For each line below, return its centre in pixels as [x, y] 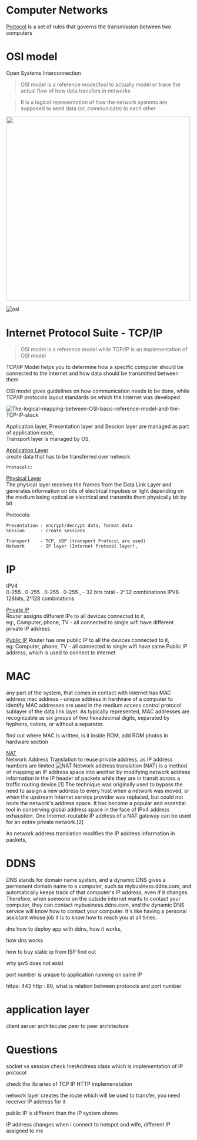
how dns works [25, 940]
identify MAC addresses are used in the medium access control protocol [94, 705]
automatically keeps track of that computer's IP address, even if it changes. [98, 892]
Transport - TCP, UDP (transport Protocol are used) [76, 541]
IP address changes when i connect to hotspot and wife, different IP [88, 1124]
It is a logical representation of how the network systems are [94, 102]
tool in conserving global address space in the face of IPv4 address [88, 809]
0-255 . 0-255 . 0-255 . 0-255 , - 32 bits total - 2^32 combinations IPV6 [93, 592]
